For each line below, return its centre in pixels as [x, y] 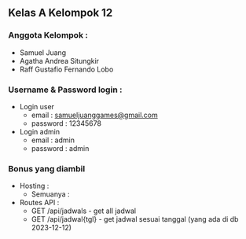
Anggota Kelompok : [48, 35]
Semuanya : [50, 194]
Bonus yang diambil [47, 168]
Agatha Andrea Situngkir [59, 61]
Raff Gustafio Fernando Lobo [66, 69]
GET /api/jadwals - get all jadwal [83, 211]
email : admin [53, 140]
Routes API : [39, 203]
